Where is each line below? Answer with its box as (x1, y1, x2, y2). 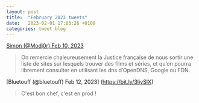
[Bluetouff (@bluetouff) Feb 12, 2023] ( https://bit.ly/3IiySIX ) (6, 78, 154, 86)
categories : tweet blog (6, 25, 66, 32)
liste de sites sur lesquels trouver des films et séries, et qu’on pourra (21, 60, 191, 67)
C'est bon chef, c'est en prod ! (21, 90, 96, 97)
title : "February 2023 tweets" (6, 14, 87, 20)
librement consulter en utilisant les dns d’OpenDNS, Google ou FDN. (21, 67, 191, 74)
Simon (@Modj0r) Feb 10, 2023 (6, 42, 84, 49)
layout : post (6, 8, 39, 15)
